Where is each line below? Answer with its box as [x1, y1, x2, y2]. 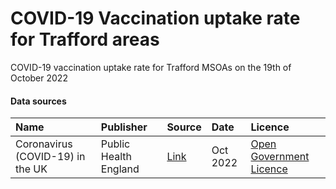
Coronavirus [15, 137, 73, 151]
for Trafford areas [10, 28, 160, 51]
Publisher [100, 120, 148, 134]
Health [100, 150, 132, 164]
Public [100, 137, 131, 151]
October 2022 [10, 72, 68, 84]
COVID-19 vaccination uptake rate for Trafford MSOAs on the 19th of [10, 61, 292, 73]
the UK [15, 162, 48, 176]
